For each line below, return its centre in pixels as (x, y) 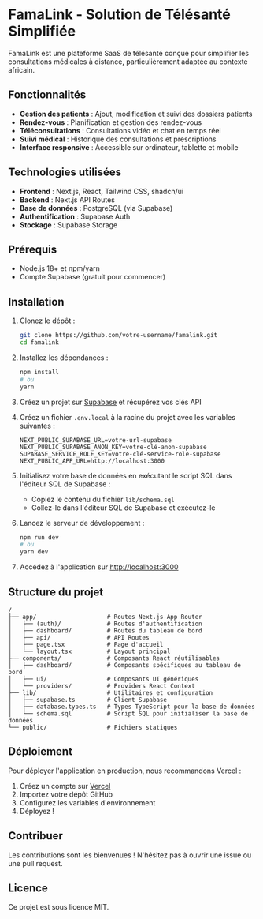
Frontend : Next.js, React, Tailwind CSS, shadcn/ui (101, 191)
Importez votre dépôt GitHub (66, 794)
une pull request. (35, 863)
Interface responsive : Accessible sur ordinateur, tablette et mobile (129, 147)
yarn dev (34, 552)
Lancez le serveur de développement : (82, 523)
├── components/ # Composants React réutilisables (114, 658)
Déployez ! (37, 811)
